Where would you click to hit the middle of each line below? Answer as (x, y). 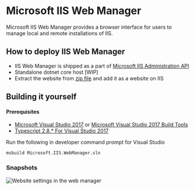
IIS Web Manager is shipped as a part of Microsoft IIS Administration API (102, 66)
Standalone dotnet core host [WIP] (56, 72)
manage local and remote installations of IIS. (59, 33)
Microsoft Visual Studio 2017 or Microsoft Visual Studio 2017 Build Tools (101, 125)
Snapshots (22, 168)
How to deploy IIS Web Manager (66, 52)
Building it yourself (42, 97)
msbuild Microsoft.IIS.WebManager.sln (53, 153)
